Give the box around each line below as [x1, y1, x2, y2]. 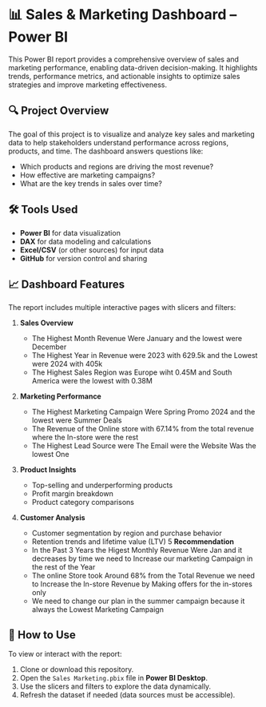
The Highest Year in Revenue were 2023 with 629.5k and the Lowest [31, 351, 258, 360]
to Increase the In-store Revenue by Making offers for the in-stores [31, 579, 253, 589]
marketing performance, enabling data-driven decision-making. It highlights [8, 62, 258, 72]
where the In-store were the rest [31, 432, 139, 443]
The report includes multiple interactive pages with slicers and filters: [8, 303, 236, 312]
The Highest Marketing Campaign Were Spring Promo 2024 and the [31, 407, 256, 417]
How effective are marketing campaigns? [19, 170, 156, 180]
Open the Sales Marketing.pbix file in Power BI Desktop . [19, 673, 208, 683]
